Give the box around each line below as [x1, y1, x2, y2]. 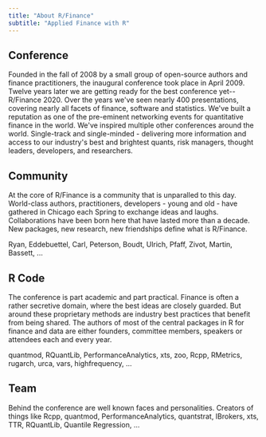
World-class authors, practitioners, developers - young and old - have [8, 199, 238, 208]
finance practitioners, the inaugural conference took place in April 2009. [8, 78, 245, 88]
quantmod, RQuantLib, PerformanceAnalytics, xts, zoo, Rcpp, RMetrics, [8, 350, 243, 360]
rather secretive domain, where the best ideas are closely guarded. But [8, 301, 241, 310]
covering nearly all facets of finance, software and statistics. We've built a [8, 104, 251, 113]
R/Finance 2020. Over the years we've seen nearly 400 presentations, [8, 95, 239, 104]
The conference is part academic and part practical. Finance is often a [8, 292, 239, 301]
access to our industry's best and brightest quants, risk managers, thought [8, 137, 253, 148]
